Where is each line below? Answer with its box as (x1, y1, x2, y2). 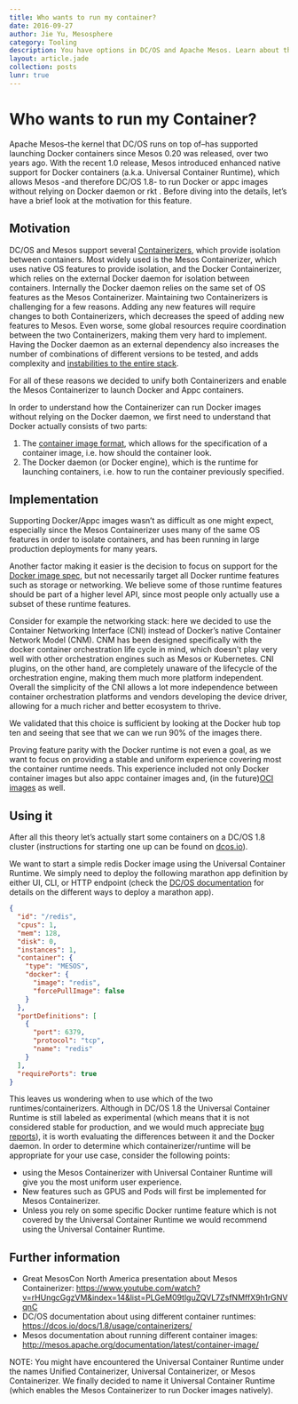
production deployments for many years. (9, 544, 158, 554)
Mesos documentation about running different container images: (21, 1330, 259, 1341)
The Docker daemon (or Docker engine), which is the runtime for (21, 457, 259, 467)
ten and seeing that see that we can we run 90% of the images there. (9, 728, 263, 738)
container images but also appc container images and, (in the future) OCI (9, 773, 274, 784)
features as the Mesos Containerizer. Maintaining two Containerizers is (9, 291, 269, 302)
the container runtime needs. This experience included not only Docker (9, 763, 270, 774)
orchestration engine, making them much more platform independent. (9, 673, 264, 683)
